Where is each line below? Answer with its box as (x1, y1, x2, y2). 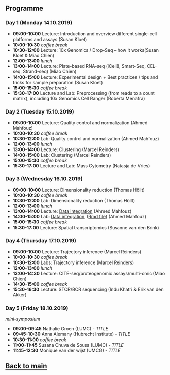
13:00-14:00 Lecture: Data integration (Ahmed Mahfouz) (12, 208, 132, 214)
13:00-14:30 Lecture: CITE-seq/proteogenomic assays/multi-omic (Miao (12, 270, 165, 276)
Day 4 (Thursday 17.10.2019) (5, 237, 76, 244)
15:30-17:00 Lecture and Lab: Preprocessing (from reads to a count (12, 90, 155, 96)
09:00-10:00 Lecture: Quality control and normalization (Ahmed (12, 119, 148, 126)
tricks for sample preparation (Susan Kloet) (12, 79, 103, 85)
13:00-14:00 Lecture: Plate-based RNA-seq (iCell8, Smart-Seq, (12, 63, 146, 69)
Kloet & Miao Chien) (12, 52, 55, 58)
